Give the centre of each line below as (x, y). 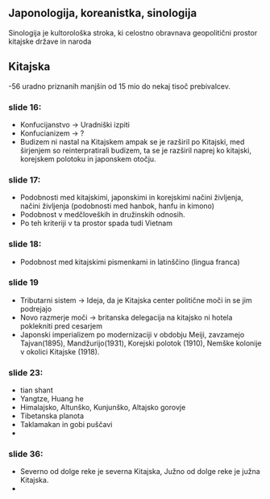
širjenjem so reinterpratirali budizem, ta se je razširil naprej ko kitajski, (136, 150)
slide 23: (26, 372)
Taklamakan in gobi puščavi (66, 425)
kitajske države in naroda (50, 41)
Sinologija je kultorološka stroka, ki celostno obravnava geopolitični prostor (133, 32)
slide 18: (25, 244)
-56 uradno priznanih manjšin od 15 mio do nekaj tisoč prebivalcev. (120, 86)
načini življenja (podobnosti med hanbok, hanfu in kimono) (117, 206)
